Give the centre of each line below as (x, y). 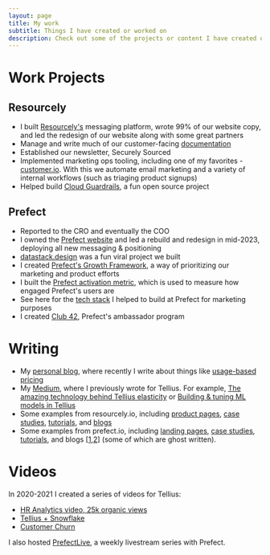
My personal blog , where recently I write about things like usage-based (138, 371)
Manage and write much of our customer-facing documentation (125, 144)
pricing (32, 380)
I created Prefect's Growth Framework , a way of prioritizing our (125, 265)
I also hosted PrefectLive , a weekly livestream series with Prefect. (117, 542)
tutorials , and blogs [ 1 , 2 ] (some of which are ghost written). (118, 439)
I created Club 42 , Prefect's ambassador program (102, 316)
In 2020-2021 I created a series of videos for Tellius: (95, 494)
